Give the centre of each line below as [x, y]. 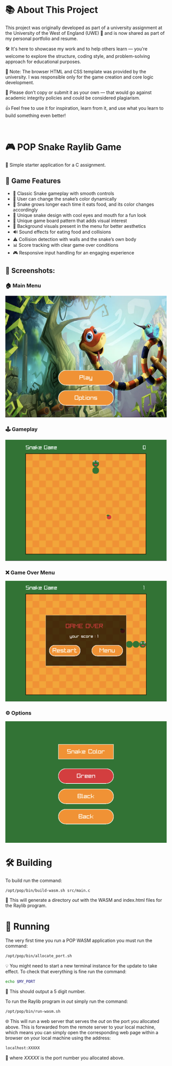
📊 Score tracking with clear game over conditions [66, 245]
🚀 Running [28, 926]
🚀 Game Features [33, 181]
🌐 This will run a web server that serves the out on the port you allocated [82, 1021]
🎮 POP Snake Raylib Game [63, 147]
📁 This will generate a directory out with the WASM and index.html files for [84, 900]
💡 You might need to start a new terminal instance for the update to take [81, 966]
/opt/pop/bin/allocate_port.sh [39, 956]
